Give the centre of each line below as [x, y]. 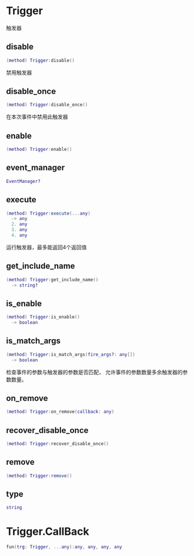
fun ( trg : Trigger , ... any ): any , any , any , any [64, 547]
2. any [19, 224]
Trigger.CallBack [48, 531]
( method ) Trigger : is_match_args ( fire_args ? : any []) [71, 354]
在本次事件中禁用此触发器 [37, 117]
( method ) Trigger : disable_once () [47, 105]
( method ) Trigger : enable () [39, 149]
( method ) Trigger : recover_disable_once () [58, 444]
